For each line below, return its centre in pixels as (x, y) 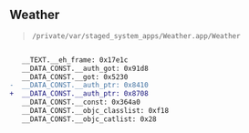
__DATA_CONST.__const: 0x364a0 (81, 102)
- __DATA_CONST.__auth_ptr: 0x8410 (79, 86)
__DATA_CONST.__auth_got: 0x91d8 (85, 68)
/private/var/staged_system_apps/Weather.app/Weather (136, 36)
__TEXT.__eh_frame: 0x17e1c (75, 60)
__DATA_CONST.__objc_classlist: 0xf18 (95, 111)
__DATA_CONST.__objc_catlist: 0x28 (89, 119)
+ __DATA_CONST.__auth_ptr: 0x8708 (79, 94)
